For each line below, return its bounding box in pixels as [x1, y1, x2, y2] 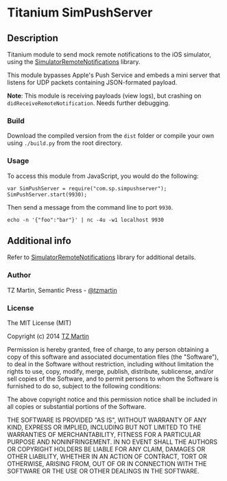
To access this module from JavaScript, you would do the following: [7, 172, 199, 180]
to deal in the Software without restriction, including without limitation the [7, 360, 214, 368]
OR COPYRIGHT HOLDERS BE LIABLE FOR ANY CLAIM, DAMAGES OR [7, 445, 206, 453]
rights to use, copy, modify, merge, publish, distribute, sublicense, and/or [7, 368, 214, 375]
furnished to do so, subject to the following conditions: [7, 382, 161, 390]
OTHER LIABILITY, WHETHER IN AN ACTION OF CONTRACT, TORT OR [7, 452, 207, 460]
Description [7, 32, 58, 44]
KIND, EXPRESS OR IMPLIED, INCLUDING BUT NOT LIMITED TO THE [7, 423, 202, 431]
